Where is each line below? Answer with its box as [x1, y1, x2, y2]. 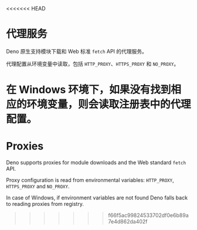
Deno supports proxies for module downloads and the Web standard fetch [6, 159, 186, 166]
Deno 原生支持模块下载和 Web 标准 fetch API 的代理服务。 [6, 48, 148, 55]
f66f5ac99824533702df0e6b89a [108, 212, 189, 219]
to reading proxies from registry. [6, 201, 84, 208]
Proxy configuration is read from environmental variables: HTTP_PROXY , [6, 177, 174, 184]
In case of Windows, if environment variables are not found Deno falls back [6, 194, 188, 201]
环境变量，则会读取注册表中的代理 [26, 98, 192, 111]
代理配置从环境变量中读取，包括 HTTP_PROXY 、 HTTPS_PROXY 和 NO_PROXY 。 [6, 60, 179, 67]
